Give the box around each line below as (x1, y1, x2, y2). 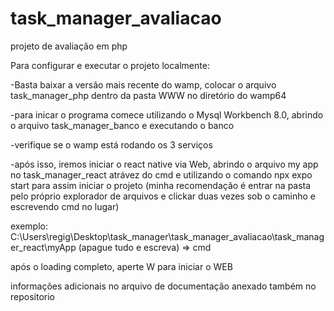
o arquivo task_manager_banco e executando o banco (10, 119, 235, 131)
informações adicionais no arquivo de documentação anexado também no (10, 280, 317, 292)
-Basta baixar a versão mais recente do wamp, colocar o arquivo (10, 78, 277, 91)
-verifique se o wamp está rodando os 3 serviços (10, 138, 213, 151)
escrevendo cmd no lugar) (10, 200, 120, 212)
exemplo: (10, 220, 48, 232)
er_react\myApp (10, 241, 77, 253)
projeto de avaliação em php (10, 40, 128, 52)
